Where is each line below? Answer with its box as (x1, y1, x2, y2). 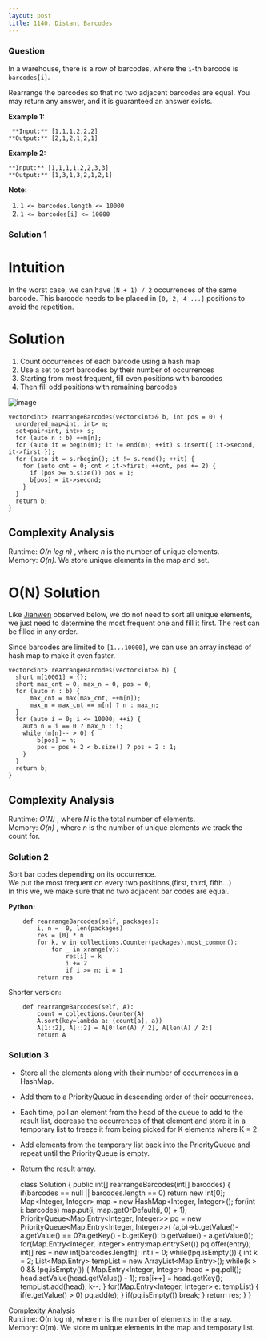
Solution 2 (8, 852, 50, 863)
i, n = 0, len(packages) (37, 925, 124, 933)
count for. (8, 832, 41, 841)
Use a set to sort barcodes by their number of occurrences (19, 365, 214, 375)
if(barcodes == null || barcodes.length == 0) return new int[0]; (19, 1188, 226, 1198)
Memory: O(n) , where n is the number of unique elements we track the (8, 823, 242, 832)
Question (8, 46, 46, 57)
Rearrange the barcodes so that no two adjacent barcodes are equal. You (8, 87, 250, 97)
